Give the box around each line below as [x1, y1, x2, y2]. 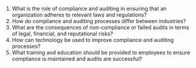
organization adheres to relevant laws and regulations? [11, 11, 147, 18]
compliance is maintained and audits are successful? [11, 56, 142, 62]
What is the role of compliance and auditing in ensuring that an [11, 5, 167, 12]
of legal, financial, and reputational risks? [11, 30, 114, 37]
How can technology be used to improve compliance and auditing [11, 37, 174, 43]
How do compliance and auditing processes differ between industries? [11, 18, 186, 24]
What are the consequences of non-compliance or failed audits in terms [11, 24, 189, 31]
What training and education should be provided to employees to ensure [11, 49, 190, 56]
